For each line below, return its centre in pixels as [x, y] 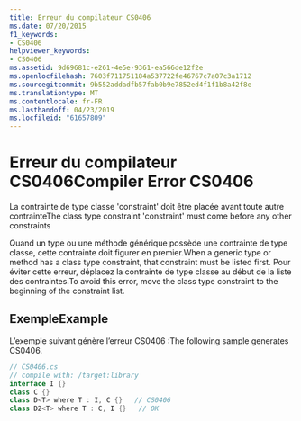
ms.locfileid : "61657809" [58, 118]
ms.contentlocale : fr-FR [56, 101]
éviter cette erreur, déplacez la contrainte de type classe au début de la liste [150, 272]
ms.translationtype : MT [54, 93]
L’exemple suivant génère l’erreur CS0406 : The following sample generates [149, 340]
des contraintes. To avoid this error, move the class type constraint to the [144, 282]
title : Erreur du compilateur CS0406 [80, 18]
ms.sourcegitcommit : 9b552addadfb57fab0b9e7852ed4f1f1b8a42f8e [131, 85]
